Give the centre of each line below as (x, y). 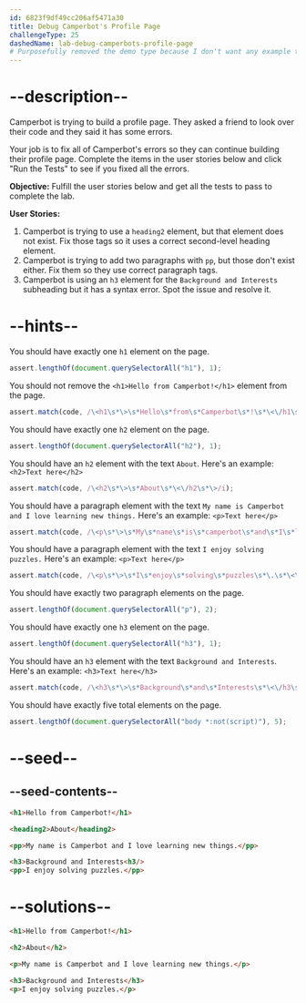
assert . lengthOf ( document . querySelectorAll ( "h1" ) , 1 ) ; (116, 368)
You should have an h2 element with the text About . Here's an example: (142, 463)
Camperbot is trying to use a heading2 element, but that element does (153, 231)
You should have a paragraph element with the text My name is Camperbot (147, 506)
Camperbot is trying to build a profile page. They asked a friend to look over (152, 122)
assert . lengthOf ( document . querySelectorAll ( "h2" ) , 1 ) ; (116, 446)
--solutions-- (61, 907)
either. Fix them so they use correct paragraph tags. (120, 271)
